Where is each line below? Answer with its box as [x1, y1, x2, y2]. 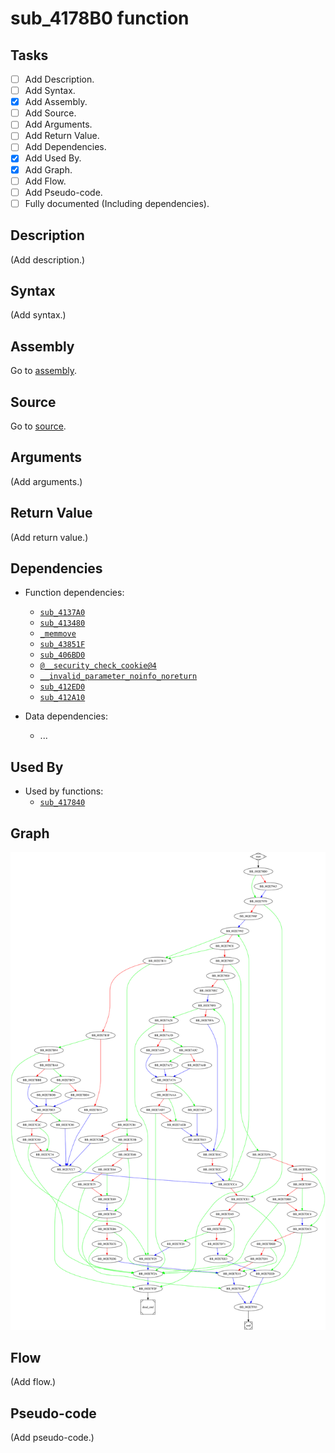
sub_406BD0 [39, 650, 86, 661]
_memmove [39, 629, 77, 639]
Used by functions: [24, 785, 104, 797]
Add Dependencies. [24, 141, 107, 153]
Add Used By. [24, 152, 82, 164]
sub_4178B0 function [10, 7, 190, 30]
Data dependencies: [24, 710, 108, 722]
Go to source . [10, 420, 67, 432]
